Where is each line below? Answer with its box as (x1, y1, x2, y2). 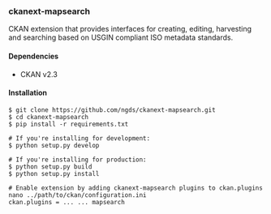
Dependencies (8, 51, 59, 61)
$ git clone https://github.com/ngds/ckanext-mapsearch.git (8, 105, 217, 114)
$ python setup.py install (8, 169, 100, 178)
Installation (8, 88, 47, 98)
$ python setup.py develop (8, 141, 100, 149)
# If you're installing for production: (8, 156, 148, 164)
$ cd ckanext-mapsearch (8, 113, 89, 121)
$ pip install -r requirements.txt (8, 120, 129, 128)
